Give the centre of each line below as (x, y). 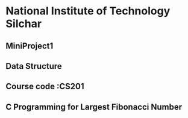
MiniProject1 (30, 46)
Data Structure (34, 66)
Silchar (24, 24)
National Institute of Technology (88, 11)
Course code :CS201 (45, 87)
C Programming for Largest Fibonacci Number (94, 107)
